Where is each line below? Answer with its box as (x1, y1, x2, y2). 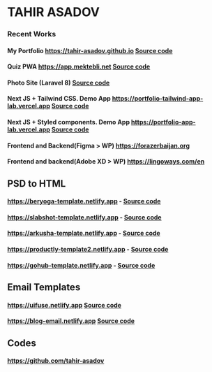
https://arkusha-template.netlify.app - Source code (7, 229, 160, 238)
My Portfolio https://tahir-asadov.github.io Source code (7, 46, 173, 55)
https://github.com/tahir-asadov (7, 357, 105, 365)
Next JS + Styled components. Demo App (7, 118, 130, 127)
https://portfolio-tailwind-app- (112, 94, 204, 103)
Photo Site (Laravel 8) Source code (7, 78, 110, 87)
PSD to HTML (7, 178, 66, 189)
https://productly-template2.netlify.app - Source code (7, 245, 169, 254)
